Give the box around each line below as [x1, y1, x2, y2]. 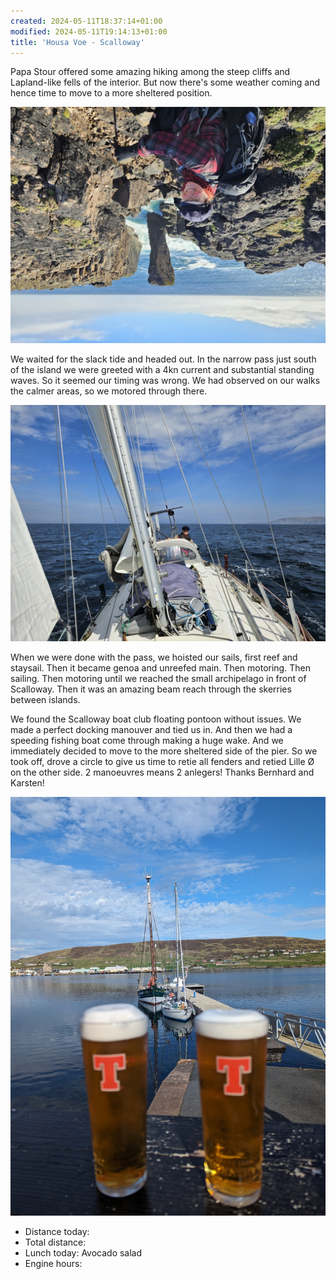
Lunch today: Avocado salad [24, 1246, 143, 1259]
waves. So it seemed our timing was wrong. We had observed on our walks [10, 375, 321, 387]
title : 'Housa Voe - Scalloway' [10, 37, 145, 47]
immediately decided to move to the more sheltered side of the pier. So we [10, 745, 318, 757]
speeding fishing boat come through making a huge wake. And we [10, 735, 284, 747]
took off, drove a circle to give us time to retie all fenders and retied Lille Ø [10, 756, 315, 768]
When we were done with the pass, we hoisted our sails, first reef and [10, 651, 298, 664]
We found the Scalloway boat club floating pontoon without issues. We [10, 713, 302, 725]
